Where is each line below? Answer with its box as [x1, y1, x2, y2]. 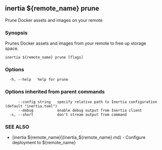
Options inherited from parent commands [5, 88, 105, 95]
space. [5, 46, 19, 51]
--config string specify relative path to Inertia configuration [17, 100, 158, 104]
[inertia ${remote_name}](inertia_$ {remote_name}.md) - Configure [12, 134, 146, 140]
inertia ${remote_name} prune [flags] [5, 55, 83, 60]
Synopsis [5, 29, 28, 36]
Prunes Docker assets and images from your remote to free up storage [5, 40, 146, 46]
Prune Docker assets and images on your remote [5, 17, 103, 23]
